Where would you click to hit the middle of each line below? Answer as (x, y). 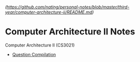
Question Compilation (34, 54)
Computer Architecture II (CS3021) (40, 45)
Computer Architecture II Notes (70, 32)
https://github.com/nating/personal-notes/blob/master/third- (68, 7)
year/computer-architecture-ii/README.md (49, 12)
